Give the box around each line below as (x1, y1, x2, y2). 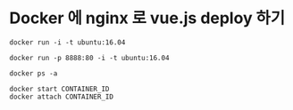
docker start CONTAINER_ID (9, 84, 110, 93)
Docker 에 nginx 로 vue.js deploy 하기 (9, 8, 286, 28)
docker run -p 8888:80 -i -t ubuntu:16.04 (9, 53, 170, 62)
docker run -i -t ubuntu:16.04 (9, 37, 126, 47)
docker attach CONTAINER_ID (9, 92, 114, 101)
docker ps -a (9, 68, 58, 78)
